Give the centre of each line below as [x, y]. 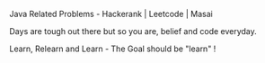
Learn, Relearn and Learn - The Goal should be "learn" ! [113, 49]
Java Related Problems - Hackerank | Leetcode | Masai [111, 14]
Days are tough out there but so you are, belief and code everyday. [133, 31]
